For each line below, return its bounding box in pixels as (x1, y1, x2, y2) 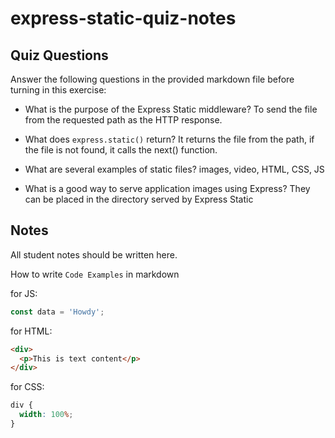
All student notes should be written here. (10, 248, 178, 261)
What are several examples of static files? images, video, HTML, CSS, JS (24, 163, 325, 175)
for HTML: (10, 325, 53, 337)
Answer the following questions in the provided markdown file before (10, 73, 295, 85)
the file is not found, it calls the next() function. (24, 144, 218, 156)
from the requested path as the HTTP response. (24, 114, 223, 126)
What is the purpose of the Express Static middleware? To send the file (24, 103, 318, 115)
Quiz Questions (10, 47, 109, 64)
